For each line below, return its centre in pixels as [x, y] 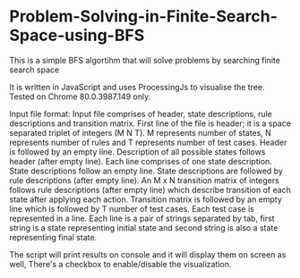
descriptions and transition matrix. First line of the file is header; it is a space [150, 123]
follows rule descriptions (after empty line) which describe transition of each [150, 190]
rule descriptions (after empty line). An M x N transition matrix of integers [144, 180]
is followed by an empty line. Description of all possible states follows [137, 152]
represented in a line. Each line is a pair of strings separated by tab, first [142, 218]
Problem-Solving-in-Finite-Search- [143, 17]
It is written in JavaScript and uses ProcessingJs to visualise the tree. [137, 87]
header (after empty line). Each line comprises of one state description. [141, 161]
